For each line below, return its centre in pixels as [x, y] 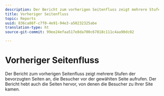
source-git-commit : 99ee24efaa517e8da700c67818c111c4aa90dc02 [70, 32]
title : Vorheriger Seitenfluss [37, 14]
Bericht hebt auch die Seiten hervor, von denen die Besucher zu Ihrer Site [79, 84]
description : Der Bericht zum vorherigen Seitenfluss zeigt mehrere [76, 9]
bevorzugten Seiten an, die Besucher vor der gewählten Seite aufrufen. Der [81, 79]
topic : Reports [20, 18]
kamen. [13, 89]
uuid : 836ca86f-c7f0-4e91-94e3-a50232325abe [51, 23]
